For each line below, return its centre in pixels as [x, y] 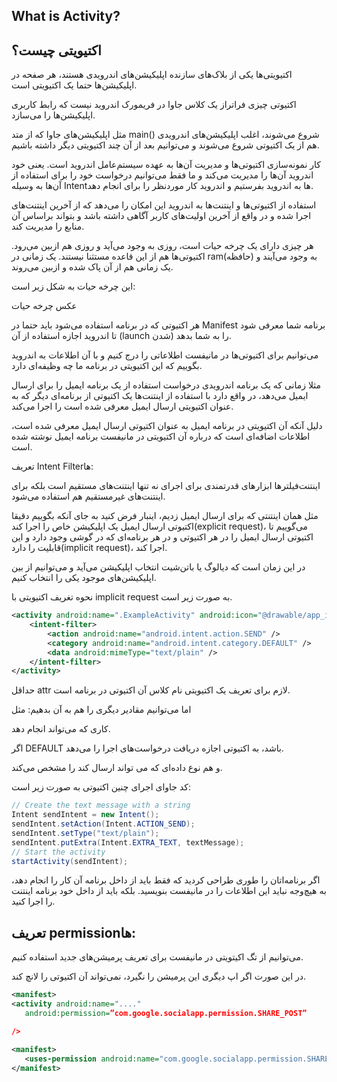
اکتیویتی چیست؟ [56, 50]
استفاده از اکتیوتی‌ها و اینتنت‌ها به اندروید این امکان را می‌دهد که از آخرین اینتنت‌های [164, 205]
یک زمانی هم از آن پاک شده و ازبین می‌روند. [92, 267]
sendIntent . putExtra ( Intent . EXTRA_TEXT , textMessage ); [128, 842]
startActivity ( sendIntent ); [70, 861]
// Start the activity [58, 852]
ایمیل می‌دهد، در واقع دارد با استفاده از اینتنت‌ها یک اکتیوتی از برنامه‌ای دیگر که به [160, 396]
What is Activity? [66, 16]
